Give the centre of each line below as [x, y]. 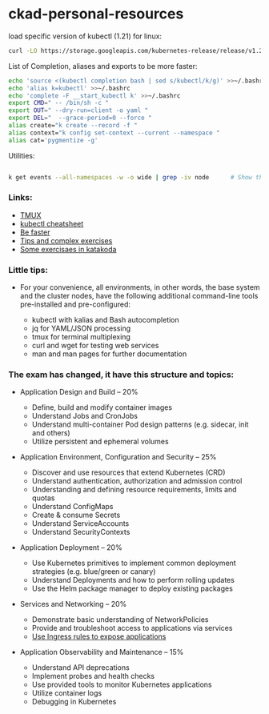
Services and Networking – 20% [73, 604]
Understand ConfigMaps [72, 507]
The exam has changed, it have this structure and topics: [121, 375]
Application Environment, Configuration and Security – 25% [118, 457]
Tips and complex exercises [66, 240]
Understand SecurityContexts [81, 532]
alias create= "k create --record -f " [73, 126]
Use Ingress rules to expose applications [99, 636]
